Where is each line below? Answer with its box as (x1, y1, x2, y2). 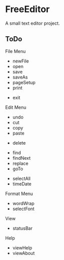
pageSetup (12, 79, 36, 85)
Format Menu (5, 190, 33, 197)
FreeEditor (5, 4, 50, 15)
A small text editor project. (5, 20, 60, 26)
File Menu (5, 48, 26, 54)
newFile (12, 58, 29, 64)
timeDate (12, 180, 32, 187)
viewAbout (12, 250, 35, 256)
